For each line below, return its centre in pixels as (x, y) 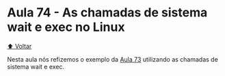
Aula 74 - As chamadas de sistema (107, 13)
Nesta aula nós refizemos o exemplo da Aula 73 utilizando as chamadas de (113, 59)
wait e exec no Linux (66, 27)
